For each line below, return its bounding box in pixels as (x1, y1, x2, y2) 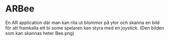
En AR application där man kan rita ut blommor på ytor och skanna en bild (5, 19, 160, 25)
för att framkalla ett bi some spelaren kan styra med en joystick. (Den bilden (5, 24, 164, 30)
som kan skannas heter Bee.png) (5, 30, 75, 36)
